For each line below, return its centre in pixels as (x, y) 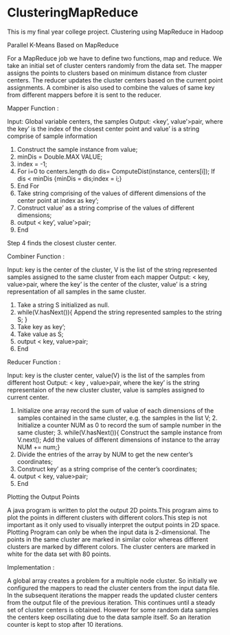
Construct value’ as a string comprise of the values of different (105, 208)
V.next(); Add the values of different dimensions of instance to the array (118, 439)
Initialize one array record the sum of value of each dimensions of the (115, 410)
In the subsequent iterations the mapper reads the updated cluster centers (113, 595)
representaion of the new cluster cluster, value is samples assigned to (106, 390)
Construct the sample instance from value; (77, 149)
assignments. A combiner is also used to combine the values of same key (111, 87)
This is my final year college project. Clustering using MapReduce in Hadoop (115, 32)
